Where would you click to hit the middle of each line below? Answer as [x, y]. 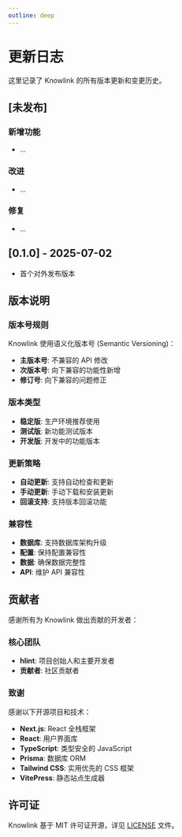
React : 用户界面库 [48, 738]
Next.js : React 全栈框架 [58, 728]
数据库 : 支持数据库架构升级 [63, 543]
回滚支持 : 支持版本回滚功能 [63, 501]
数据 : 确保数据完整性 [53, 562]
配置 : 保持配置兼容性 [53, 552]
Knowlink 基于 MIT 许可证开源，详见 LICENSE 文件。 [93, 825]
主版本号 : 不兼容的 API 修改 [64, 360]
